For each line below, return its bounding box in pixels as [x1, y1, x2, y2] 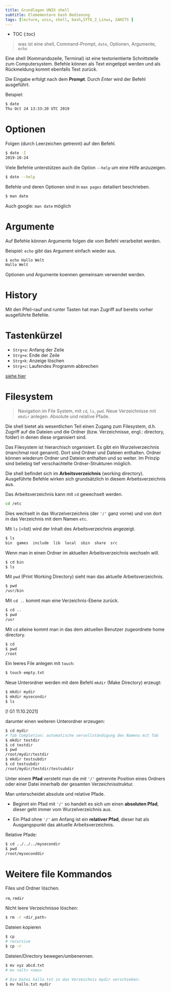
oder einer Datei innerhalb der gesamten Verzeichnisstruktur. [5, 781, 134, 787]
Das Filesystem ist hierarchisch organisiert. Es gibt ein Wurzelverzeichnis [5, 444, 159, 450]
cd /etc [5, 501, 22, 506]
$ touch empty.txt [5, 670, 44, 675]
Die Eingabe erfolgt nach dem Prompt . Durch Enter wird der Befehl [5, 76, 146, 82]
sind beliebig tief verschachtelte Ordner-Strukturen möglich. [5, 461, 132, 467]
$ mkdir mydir [5, 690, 36, 695]
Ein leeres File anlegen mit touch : [5, 660, 75, 667]
